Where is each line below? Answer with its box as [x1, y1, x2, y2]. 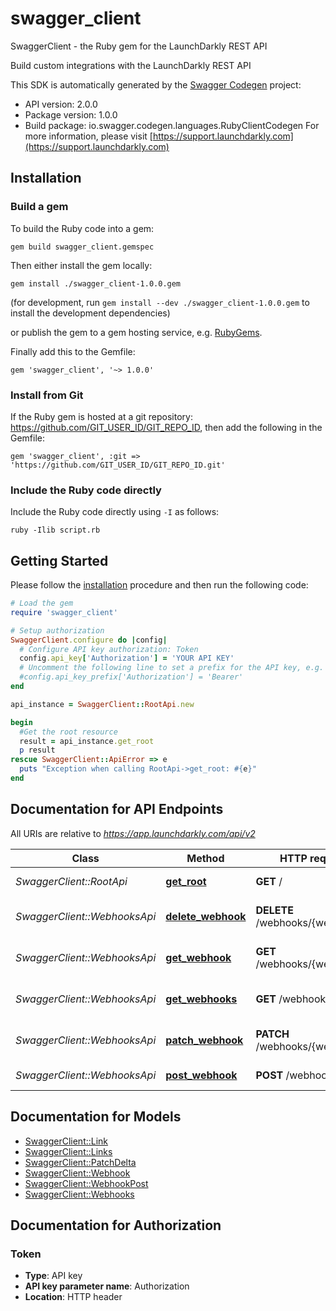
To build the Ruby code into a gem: [10, 222, 155, 234]
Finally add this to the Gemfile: [10, 345, 136, 357]
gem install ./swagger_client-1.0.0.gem [10, 278, 182, 289]
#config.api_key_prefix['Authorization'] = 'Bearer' [19, 672, 244, 682]
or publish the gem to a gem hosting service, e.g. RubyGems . [10, 326, 263, 338]
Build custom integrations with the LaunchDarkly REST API [10, 59, 252, 71]
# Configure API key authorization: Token [19, 644, 199, 654]
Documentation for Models [10, 1108, 182, 1126]
